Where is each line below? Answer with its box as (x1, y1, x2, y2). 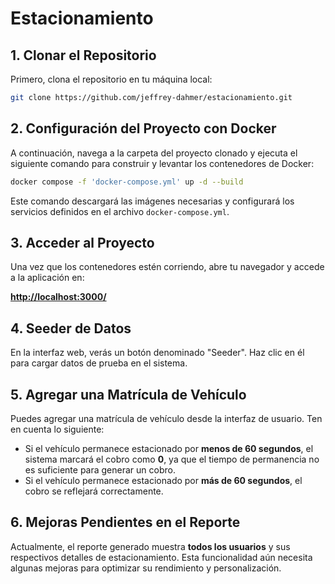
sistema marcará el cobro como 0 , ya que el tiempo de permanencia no (24, 453, 320, 465)
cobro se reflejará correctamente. (24, 485, 164, 497)
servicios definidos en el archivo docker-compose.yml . (10, 205, 230, 217)
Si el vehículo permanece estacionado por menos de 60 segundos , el (24, 443, 314, 454)
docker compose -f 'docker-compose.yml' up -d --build (10, 177, 244, 187)
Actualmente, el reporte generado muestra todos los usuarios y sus (10, 540, 291, 552)
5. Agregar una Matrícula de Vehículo (10, 386, 247, 403)
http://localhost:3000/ (10, 291, 107, 303)
